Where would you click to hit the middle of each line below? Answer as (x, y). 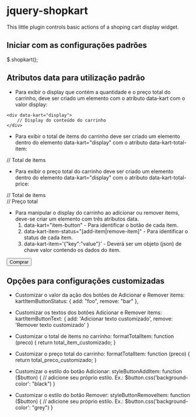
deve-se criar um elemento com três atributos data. (77, 219)
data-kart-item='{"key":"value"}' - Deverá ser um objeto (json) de (103, 243)
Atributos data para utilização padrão (76, 78)
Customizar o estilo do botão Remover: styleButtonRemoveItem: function (102, 395)
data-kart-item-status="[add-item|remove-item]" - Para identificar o (106, 231)
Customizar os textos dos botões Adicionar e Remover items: (88, 313)
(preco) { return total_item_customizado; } (65, 343)
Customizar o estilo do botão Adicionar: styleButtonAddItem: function (99, 371)
